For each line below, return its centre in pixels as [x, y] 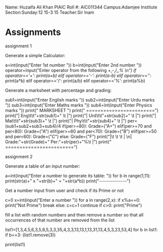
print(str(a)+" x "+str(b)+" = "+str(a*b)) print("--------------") [68, 181]
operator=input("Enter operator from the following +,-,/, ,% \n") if [71, 70]
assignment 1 [19, 46]
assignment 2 [19, 156]
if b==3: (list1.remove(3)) [30, 235]
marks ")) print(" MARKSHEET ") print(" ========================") [82, 110]
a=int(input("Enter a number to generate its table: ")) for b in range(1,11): [78, 176]
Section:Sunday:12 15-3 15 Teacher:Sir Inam [50, 12]
